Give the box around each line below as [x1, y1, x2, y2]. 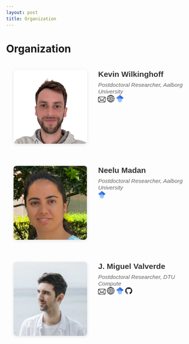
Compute [98, 280, 122, 287]
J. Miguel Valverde [98, 261, 166, 271]
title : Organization [6, 15, 57, 22]
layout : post [6, 9, 38, 15]
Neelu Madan [98, 165, 146, 174]
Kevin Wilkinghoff [98, 69, 164, 79]
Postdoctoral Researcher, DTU [98, 273, 175, 280]
